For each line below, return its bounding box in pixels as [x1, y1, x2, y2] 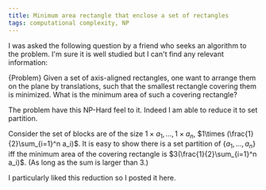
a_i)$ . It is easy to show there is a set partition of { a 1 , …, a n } [62, 139, 256, 150]
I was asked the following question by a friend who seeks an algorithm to [8, 40, 247, 50]
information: [8, 57, 48, 67]
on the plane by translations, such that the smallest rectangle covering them [8, 81, 256, 91]
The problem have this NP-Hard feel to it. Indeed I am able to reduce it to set [8, 104, 258, 115]
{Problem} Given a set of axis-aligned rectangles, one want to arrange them [8, 73, 256, 82]
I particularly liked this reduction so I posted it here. [8, 173, 176, 183]
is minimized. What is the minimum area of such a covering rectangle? [8, 89, 238, 99]
